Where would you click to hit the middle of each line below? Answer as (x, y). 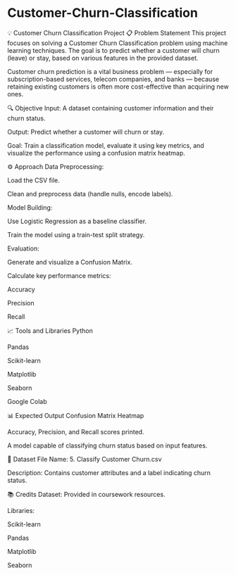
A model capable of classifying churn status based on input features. (107, 446)
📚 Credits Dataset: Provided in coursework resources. (86, 494)
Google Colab (27, 401)
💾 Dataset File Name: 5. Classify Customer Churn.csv (85, 459)
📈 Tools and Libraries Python (50, 330)
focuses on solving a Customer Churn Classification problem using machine (118, 43)
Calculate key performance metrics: (59, 275)
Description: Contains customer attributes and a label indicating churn (109, 472)
